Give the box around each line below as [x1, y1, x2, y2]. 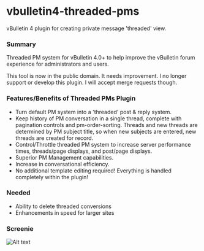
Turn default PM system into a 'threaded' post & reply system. [15, 108, 172, 115]
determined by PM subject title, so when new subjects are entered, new [15, 128, 197, 135]
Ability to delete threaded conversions [15, 203, 112, 210]
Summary [6, 40, 37, 48]
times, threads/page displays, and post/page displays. [15, 147, 153, 155]
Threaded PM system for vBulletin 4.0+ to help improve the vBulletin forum [6, 54, 195, 61]
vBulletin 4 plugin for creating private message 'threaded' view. [6, 25, 167, 32]
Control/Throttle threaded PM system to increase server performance [15, 141, 191, 148]
